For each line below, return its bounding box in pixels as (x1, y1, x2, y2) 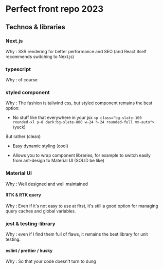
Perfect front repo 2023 (5, 3, 104, 15)
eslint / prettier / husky (5, 248, 53, 253)
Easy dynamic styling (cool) (12, 143, 69, 149)
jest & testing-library (5, 220, 55, 227)
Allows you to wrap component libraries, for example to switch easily (12, 153, 151, 158)
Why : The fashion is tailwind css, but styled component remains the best (5, 100, 153, 106)
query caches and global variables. (5, 208, 76, 214)
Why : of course (5, 77, 38, 83)
